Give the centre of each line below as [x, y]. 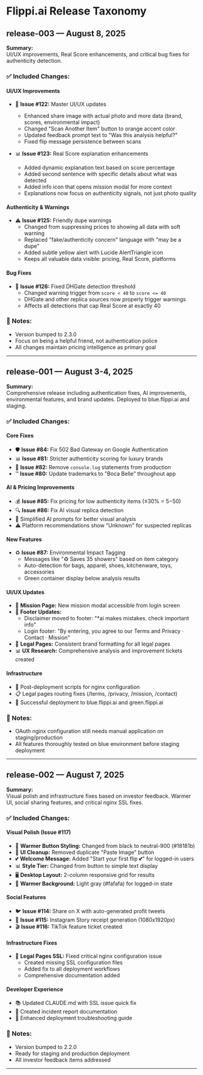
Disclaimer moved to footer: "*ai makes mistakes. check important [106, 618]
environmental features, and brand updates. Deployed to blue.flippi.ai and [98, 399]
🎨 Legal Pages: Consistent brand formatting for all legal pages [92, 644]
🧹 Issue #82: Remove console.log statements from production [93, 467]
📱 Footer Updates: [38, 612]
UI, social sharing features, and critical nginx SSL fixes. [75, 802]
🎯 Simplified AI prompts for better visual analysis [76, 519]
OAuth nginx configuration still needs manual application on [89, 731]
